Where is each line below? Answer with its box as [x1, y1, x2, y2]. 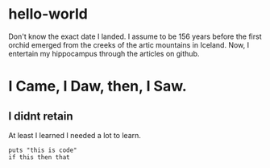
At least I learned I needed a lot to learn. [8, 130, 141, 140]
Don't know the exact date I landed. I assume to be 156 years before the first [8, 31, 262, 41]
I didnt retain [8, 109, 74, 123]
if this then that [8, 153, 70, 162]
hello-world [8, 5, 89, 23]
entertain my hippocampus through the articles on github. [8, 48, 200, 58]
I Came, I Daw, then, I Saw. [8, 78, 187, 95]
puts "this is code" [8, 146, 78, 154]
